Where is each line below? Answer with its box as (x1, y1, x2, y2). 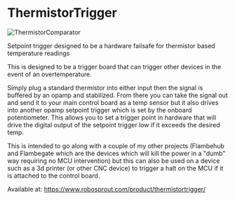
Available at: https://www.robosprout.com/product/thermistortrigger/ (7, 185, 206, 193)
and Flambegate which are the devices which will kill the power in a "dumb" (7, 149, 226, 157)
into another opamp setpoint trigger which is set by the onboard (7, 106, 192, 114)
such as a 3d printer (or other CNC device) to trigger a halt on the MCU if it (7, 164, 224, 172)
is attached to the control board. (7, 171, 100, 180)
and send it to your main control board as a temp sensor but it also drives (7, 98, 219, 106)
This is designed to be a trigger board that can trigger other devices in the (7, 62, 222, 71)
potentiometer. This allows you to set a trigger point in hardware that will (7, 113, 216, 122)
